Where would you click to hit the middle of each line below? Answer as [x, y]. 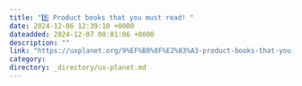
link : [19, 51]
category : [28, 59]
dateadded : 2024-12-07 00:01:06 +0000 [82, 34]
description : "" [40, 43]
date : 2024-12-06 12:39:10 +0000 [72, 26]
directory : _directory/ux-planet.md [78, 68]
